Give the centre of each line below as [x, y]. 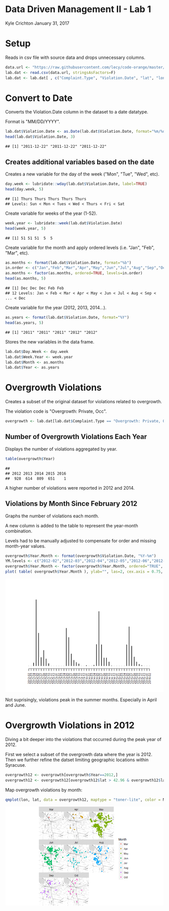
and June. [16, 705]
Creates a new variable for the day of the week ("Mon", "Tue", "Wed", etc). [82, 174]
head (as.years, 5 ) [24, 323]
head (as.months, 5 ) [26, 279]
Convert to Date [39, 98]
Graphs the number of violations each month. [52, 516]
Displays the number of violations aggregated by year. [61, 449]
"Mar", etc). [17, 253]
